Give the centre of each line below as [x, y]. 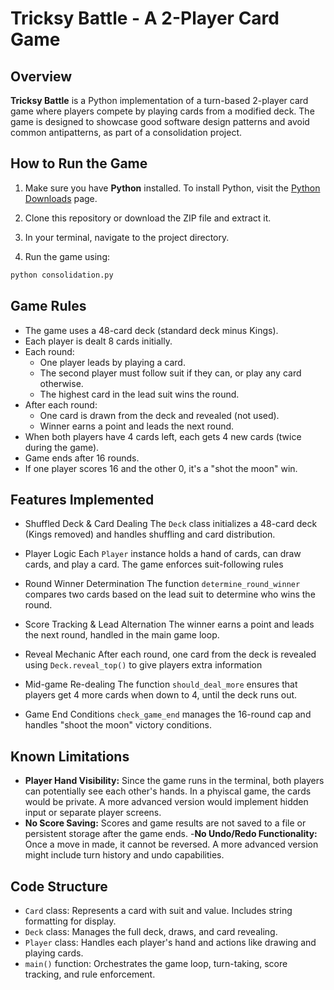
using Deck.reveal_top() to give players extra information [143, 665]
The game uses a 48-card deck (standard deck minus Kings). [151, 330]
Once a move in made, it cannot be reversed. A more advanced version [171, 844]
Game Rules [48, 306]
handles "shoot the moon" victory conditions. [118, 725]
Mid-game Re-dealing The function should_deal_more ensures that [161, 684]
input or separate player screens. [93, 813]
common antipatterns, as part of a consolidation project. [126, 132]
